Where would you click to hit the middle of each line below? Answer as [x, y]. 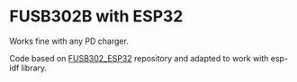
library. [34, 68]
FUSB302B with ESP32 [96, 16]
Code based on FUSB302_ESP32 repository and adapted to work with [139, 58]
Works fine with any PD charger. [69, 41]
